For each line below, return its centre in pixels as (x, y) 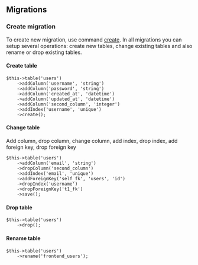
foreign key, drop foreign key (41, 147)
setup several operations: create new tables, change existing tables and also (99, 46)
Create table (22, 66)
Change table (23, 127)
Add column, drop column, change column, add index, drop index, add (92, 141)
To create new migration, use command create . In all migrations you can (94, 39)
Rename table (23, 238)
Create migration (31, 27)
